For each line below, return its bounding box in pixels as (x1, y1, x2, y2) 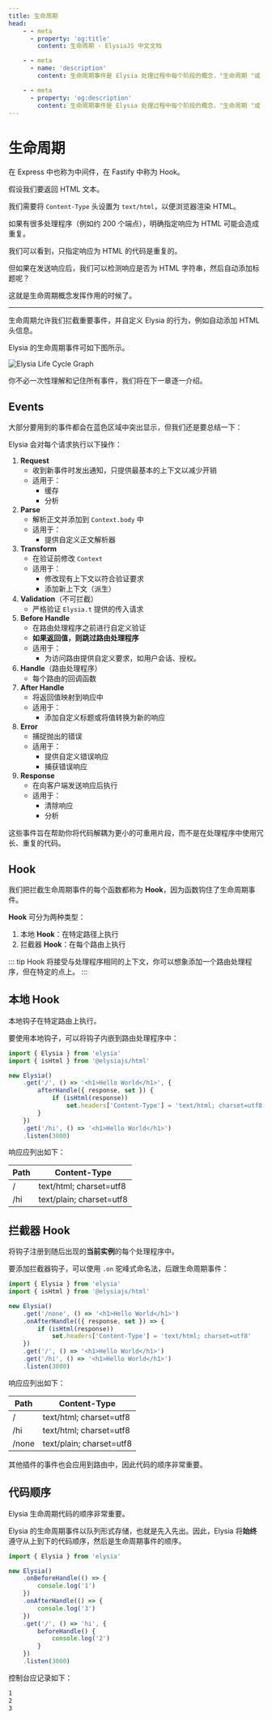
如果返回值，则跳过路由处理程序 (32, 633, 139, 643)
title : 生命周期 (8, 11, 58, 20)
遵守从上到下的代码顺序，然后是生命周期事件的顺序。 (8, 1536, 186, 1546)
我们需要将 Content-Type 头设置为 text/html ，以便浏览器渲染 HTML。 (8, 202, 241, 212)
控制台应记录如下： (8, 1673, 73, 1683)
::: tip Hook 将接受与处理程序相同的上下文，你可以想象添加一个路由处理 (8, 956, 245, 966)
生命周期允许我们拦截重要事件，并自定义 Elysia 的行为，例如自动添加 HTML (8, 315, 261, 325)
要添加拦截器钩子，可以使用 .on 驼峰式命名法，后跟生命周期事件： (8, 1264, 229, 1273)
